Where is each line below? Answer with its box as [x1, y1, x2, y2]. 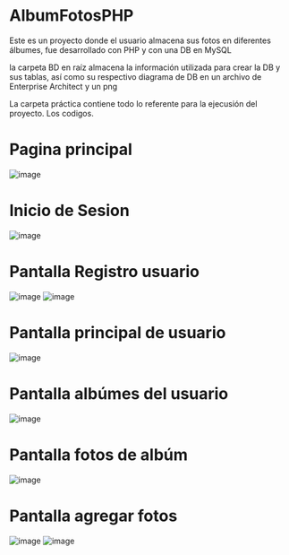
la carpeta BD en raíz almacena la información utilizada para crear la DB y [9, 62, 281, 73]
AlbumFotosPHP [9, 5, 134, 26]
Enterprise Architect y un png [9, 81, 118, 91]
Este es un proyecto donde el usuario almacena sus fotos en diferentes [9, 35, 271, 46]
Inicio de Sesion [9, 201, 130, 221]
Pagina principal [9, 140, 132, 160]
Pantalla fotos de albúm [9, 445, 188, 464]
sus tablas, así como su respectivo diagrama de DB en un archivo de [9, 71, 262, 82]
